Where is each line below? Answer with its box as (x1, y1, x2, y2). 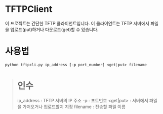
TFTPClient (5, 3, 53, 15)
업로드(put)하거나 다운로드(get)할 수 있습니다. (10, 26, 99, 33)
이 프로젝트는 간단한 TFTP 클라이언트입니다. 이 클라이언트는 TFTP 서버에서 (5, 20, 150, 26)
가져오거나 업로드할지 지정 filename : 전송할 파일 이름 (22, 104, 126, 110)
